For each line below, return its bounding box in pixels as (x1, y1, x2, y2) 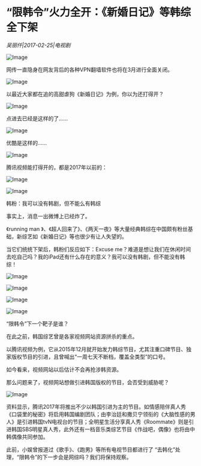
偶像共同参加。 (11, 433, 49, 440)
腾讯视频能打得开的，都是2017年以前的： (6, 164, 107, 171)
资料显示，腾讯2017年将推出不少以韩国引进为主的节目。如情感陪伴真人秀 (6, 403, 186, 410)
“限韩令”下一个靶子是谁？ (6, 320, 69, 327)
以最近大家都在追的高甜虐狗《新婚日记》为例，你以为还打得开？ (6, 90, 164, 97)
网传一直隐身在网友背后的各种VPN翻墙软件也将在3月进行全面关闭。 (6, 66, 173, 73)
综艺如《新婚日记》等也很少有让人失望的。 (22, 233, 127, 240)
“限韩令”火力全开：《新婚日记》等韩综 (6, 5, 191, 19)
